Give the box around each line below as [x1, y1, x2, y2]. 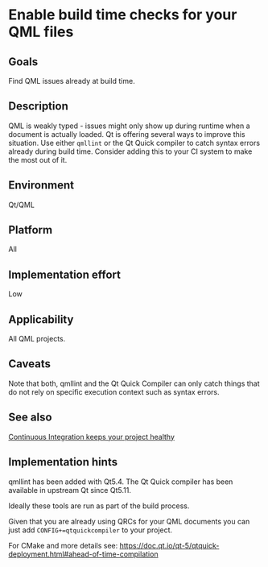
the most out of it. [8, 155, 68, 164]
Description [8, 99, 68, 114]
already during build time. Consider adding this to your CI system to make [8, 147, 253, 156]
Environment [8, 179, 75, 192]
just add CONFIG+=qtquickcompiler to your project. [8, 525, 173, 535]
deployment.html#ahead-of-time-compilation [8, 549, 159, 559]
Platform [8, 223, 53, 237]
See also [8, 411, 52, 424]
